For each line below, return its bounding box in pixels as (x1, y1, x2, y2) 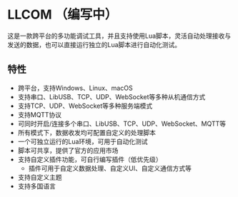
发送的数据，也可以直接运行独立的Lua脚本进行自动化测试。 (7, 40, 182, 49)
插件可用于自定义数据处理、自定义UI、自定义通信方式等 (28, 163, 192, 172)
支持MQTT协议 (17, 110, 62, 118)
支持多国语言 (17, 181, 56, 190)
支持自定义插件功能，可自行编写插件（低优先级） (17, 155, 162, 163)
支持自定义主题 (17, 173, 62, 181)
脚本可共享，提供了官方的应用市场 (17, 146, 119, 154)
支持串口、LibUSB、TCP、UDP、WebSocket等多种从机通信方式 (17, 92, 206, 101)
